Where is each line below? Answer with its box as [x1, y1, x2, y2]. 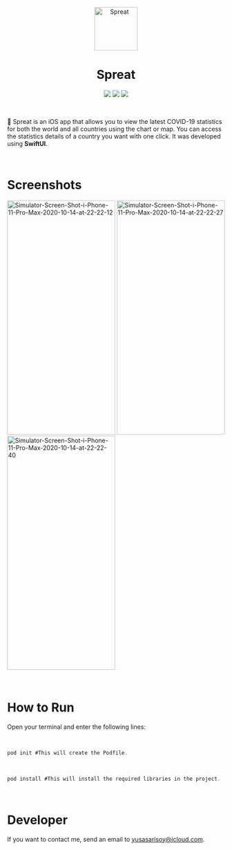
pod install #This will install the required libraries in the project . [7, 775, 221, 782]
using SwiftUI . [7, 139, 48, 147]
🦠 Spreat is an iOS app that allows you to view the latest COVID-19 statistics [7, 117, 222, 125]
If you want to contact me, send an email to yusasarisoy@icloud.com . [7, 835, 205, 843]
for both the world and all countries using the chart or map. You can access [7, 125, 222, 133]
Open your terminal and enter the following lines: [7, 723, 146, 731]
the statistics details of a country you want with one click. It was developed [7, 132, 221, 141]
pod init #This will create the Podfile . [7, 749, 128, 757]
